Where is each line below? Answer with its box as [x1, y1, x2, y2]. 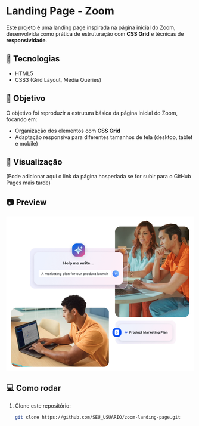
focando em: [6, 115, 38, 123]
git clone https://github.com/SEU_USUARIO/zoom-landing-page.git [14, 414, 181, 420]
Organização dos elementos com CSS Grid [14, 127, 120, 134]
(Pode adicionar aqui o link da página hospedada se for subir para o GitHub [6, 173, 191, 180]
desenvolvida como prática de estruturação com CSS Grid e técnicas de [6, 30, 184, 37]
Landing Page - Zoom [6, 4, 114, 18]
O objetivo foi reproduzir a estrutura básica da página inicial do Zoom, [6, 109, 178, 116]
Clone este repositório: [14, 402, 71, 409]
